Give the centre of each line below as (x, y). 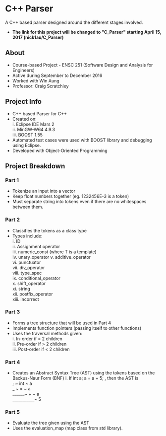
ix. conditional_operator (36, 278)
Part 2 (13, 220)
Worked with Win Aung (36, 80)
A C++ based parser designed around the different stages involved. (74, 22)
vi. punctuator (27, 262)
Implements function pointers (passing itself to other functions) (77, 328)
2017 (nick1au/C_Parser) (38, 37)
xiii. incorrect (26, 299)
